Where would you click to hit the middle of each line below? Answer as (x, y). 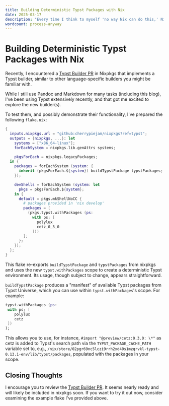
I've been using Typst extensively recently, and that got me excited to (77, 99)
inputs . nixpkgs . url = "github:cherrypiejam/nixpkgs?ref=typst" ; (78, 134)
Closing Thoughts (34, 375)
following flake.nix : (26, 120)
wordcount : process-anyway (33, 24)
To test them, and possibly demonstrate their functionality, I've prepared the (84, 114)
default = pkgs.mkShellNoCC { (50, 199)
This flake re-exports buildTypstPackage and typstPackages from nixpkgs (80, 264)
